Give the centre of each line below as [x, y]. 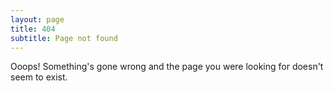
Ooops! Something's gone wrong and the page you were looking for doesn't [167, 67]
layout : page [37, 19]
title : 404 [33, 29]
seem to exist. [39, 77]
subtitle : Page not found [64, 38]
